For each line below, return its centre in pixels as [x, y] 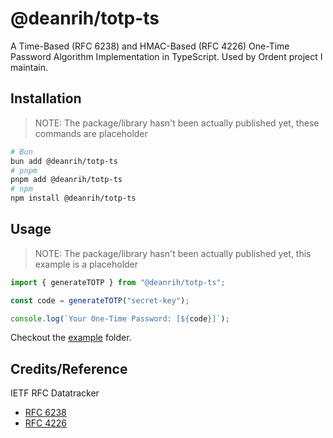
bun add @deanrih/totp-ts [64, 161]
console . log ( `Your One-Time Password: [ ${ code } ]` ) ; [120, 318]
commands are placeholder [91, 133]
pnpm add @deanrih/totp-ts [66, 180]
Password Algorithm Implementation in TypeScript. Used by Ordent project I [166, 56]
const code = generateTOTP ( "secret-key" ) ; [100, 300]
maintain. [29, 67]
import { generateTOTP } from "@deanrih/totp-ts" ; [118, 282]
